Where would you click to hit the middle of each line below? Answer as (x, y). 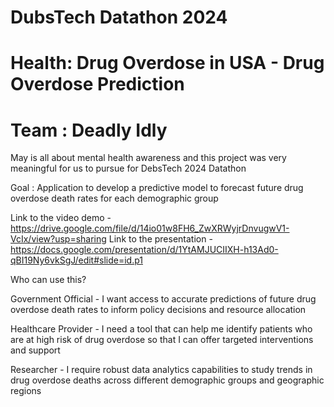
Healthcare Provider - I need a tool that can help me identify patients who (161, 329)
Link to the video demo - (61, 218)
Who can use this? (48, 280)
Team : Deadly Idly (89, 130)
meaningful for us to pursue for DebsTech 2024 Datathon (128, 168)
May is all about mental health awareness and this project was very (148, 158)
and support (35, 350)
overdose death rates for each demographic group (114, 198)
